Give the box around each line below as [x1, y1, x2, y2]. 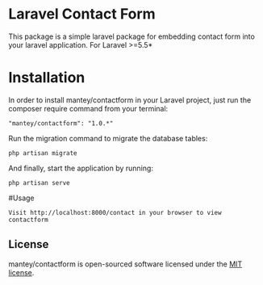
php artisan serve [8, 178, 70, 187]
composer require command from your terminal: [8, 103, 169, 113]
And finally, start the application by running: [8, 163, 153, 173]
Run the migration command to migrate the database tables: [8, 133, 208, 143]
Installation [8, 69, 86, 87]
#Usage [8, 193, 35, 203]
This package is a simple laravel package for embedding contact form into [8, 31, 256, 41]
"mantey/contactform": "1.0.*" [8, 119, 114, 128]
